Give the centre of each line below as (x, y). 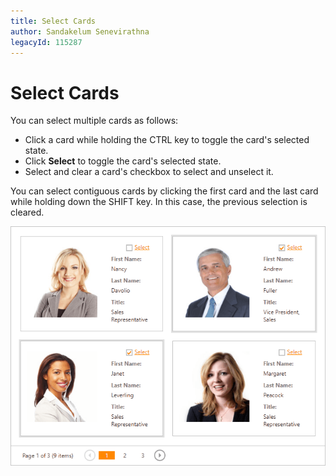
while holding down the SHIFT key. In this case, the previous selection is (159, 202)
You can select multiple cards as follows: (94, 121)
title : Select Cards (53, 21)
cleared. (27, 212)
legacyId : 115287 (46, 42)
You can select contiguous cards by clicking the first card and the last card (164, 191)
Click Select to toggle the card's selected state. (123, 161)
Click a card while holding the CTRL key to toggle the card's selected (167, 140)
